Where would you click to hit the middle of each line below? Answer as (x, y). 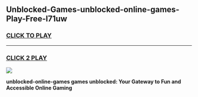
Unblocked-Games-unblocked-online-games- (93, 10)
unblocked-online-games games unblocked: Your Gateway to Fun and (94, 81)
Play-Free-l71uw (37, 19)
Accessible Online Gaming (39, 88)
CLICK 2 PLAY (27, 58)
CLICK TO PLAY (29, 36)
